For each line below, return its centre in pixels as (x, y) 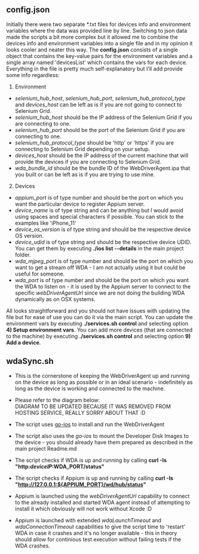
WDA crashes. (33, 546)
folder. (23, 255)
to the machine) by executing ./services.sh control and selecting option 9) (99, 336)
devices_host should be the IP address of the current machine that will (102, 155)
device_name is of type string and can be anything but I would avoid (99, 210)
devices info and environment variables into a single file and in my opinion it (99, 43)
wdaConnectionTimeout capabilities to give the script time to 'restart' (100, 527)
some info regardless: (33, 75)
